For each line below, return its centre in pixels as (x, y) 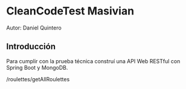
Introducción (31, 47)
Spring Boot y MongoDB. (37, 67)
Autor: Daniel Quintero (34, 28)
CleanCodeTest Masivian (70, 11)
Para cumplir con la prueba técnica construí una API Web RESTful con (93, 61)
